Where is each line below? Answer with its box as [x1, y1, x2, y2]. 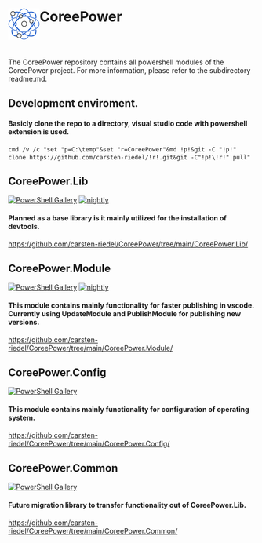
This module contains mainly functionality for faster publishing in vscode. [8, 301, 255, 310]
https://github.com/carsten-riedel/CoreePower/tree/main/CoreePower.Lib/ [8, 239, 249, 249]
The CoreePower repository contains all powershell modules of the [8, 57, 224, 67]
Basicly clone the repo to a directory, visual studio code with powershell [8, 118, 248, 128]
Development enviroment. [8, 97, 139, 110]
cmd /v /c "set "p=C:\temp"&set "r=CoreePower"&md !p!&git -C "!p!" [8, 145, 237, 153]
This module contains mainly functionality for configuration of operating [8, 404, 249, 414]
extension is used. [8, 126, 70, 137]
